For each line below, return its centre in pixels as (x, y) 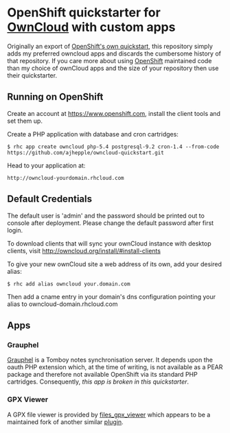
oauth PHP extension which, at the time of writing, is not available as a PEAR (115, 367)
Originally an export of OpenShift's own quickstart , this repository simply (110, 46)
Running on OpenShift (55, 97)
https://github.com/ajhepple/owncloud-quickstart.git (86, 152)
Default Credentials (50, 199)
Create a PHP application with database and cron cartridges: (93, 134)
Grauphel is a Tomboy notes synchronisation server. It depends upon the (110, 360)
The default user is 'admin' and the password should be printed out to (106, 215)
